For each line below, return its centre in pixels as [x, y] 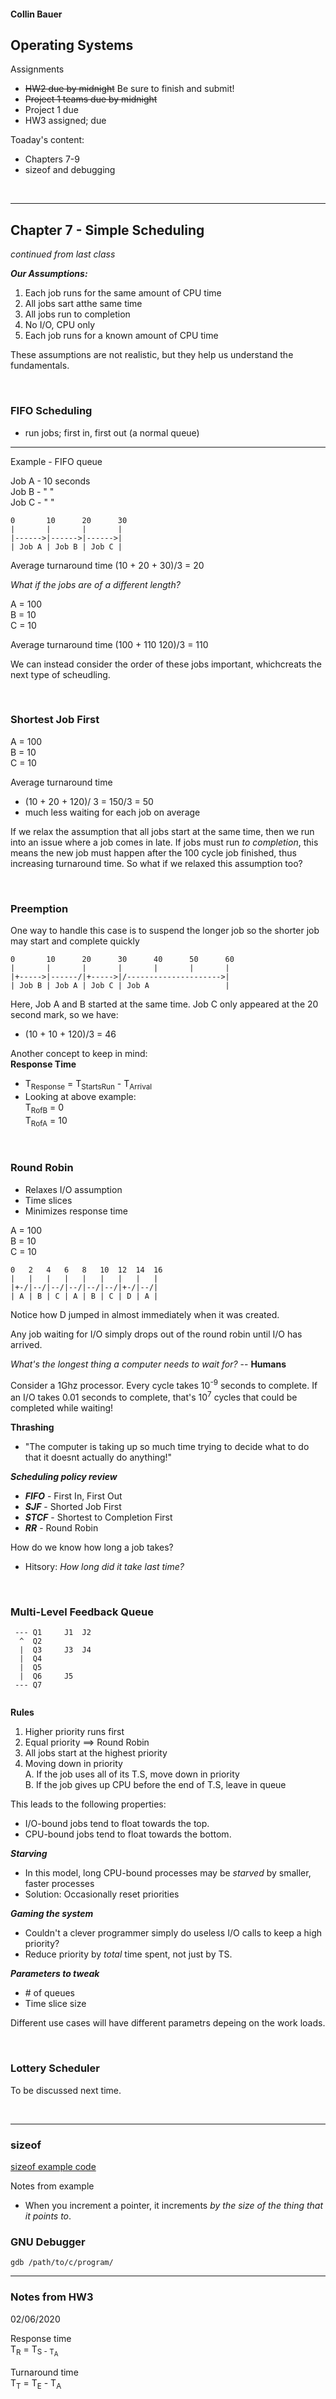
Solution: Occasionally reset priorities [102, 1894]
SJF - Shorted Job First [73, 1507]
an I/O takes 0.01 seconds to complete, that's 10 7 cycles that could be [154, 1397]
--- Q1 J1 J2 [53, 1633]
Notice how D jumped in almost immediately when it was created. [145, 1314]
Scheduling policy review [64, 1477]
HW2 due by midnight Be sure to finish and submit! [129, 89]
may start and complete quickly [75, 941]
